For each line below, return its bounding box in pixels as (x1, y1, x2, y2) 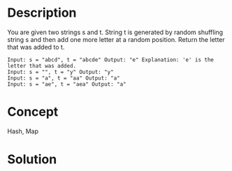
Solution (7, 151, 57, 168)
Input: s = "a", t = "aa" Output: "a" (7, 75, 120, 82)
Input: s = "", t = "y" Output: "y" (7, 68, 114, 75)
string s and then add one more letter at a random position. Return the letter (7, 35, 225, 43)
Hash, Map (7, 127, 38, 135)
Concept (7, 104, 59, 120)
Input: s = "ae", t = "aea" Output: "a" (7, 80, 127, 88)
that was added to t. (7, 43, 65, 51)
